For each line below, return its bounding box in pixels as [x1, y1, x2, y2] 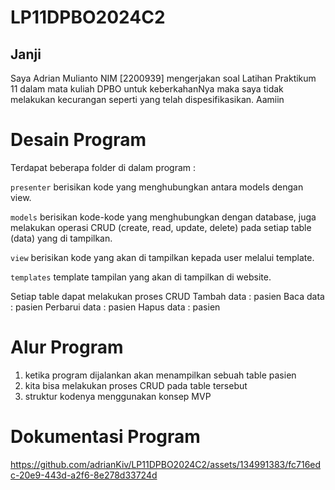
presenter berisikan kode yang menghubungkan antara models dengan [10, 181, 304, 193]
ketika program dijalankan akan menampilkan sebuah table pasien [24, 369, 297, 381]
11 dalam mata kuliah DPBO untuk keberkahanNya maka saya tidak [10, 83, 284, 95]
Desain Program [10, 129, 147, 151]
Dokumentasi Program [10, 426, 201, 448]
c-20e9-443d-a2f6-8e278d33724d [10, 469, 158, 481]
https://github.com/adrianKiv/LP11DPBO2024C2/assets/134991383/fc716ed [10, 458, 322, 470]
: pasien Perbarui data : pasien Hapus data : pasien [10, 301, 221, 313]
